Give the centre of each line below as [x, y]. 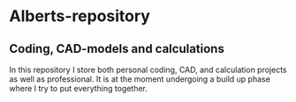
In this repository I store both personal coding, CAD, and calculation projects [148, 69]
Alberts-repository [80, 16]
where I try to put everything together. [79, 88]
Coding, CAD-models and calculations [117, 49]
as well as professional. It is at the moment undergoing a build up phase [140, 79]
